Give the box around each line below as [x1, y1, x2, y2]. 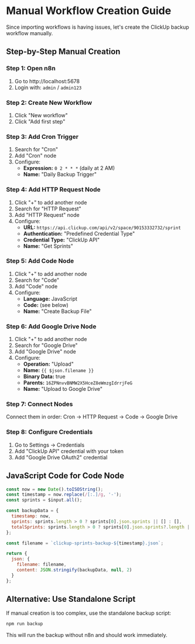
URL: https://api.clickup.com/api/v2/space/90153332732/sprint [23, 224, 182, 231]
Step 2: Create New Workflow [6, 98, 93, 107]
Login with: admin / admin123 [14, 84, 82, 91]
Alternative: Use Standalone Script [6, 594, 136, 604]
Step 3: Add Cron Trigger [6, 132, 79, 141]
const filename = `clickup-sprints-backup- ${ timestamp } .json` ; [6, 540, 164, 546]
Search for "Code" [14, 277, 60, 284]
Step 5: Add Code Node [6, 257, 74, 265]
